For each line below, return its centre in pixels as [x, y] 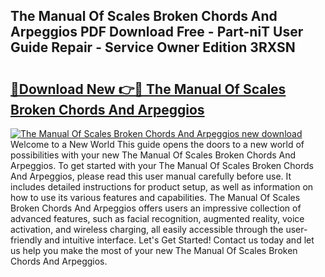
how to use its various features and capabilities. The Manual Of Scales [155, 197]
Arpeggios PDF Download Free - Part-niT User [157, 32]
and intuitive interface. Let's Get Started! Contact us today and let [179, 240]
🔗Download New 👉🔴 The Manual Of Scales [148, 89]
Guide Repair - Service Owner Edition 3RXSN [153, 47]
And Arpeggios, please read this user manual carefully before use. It [151, 176]
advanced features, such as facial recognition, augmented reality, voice [157, 218]
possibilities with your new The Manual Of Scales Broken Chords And [153, 155]
